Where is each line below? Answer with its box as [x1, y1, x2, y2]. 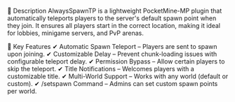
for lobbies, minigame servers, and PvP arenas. [7, 29, 144, 37]
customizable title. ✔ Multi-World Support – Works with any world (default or [7, 72, 229, 80]
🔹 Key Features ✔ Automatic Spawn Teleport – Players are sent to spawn [7, 43, 217, 50]
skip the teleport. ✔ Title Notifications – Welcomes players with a [7, 65, 194, 73]
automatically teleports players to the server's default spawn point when [7, 14, 217, 22]
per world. [7, 87, 37, 95]
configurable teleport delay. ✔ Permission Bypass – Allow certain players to [7, 57, 225, 66]
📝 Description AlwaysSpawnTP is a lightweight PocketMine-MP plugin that [7, 7, 222, 15]
